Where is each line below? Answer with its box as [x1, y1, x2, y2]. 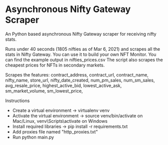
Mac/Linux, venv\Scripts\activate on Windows [12, 118, 108, 124]
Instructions [5, 97, 30, 104]
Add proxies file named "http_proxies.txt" [12, 128, 98, 134]
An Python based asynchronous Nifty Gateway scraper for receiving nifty [5, 31, 156, 37]
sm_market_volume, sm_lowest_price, [5, 88, 83, 94]
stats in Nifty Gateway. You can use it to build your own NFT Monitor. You [5, 51, 156, 57]
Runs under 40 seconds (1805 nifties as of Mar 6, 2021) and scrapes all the [5, 46, 160, 52]
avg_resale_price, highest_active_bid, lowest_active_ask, [5, 82, 122, 89]
